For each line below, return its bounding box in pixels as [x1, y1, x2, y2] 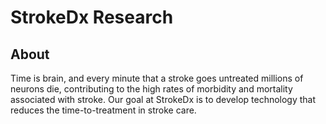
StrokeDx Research [10, 6, 174, 29]
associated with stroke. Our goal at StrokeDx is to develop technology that [10, 94, 317, 105]
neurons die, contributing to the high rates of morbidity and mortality [10, 83, 293, 95]
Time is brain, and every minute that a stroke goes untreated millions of [10, 72, 304, 84]
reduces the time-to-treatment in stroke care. [10, 104, 197, 116]
